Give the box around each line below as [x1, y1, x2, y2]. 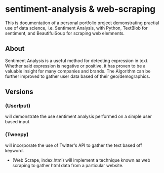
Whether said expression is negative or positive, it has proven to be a [5, 63, 146, 69]
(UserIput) [5, 103, 31, 109]
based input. [5, 119, 31, 125]
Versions [5, 88, 34, 96]
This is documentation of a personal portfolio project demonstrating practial [5, 20, 159, 26]
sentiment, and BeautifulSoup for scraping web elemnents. [5, 30, 125, 36]
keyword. [5, 147, 24, 153]
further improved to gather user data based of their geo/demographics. [5, 73, 150, 79]
